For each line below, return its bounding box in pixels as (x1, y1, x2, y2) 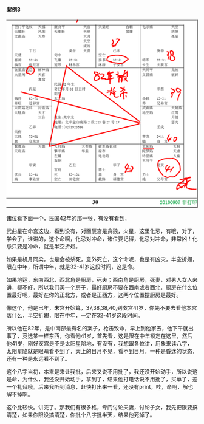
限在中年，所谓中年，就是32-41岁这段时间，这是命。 (6, 263, 138, 270)
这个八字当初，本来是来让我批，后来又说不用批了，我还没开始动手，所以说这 (6, 368, 198, 375)
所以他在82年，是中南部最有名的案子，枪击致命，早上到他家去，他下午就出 (6, 325, 194, 332)
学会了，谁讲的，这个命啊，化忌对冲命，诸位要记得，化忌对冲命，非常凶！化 (6, 235, 198, 242)
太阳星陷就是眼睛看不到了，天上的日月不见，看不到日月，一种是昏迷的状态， (6, 347, 198, 355)
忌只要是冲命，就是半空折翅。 (6, 243, 81, 250)
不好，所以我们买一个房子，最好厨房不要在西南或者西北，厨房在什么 (22, 284, 192, 291)
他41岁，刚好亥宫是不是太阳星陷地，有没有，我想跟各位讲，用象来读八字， (6, 340, 193, 347)
